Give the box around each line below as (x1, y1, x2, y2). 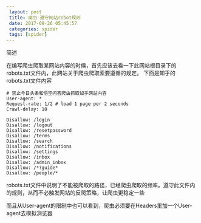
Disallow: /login (6, 117, 50, 123)
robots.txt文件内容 (6, 77, 52, 84)
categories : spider (9, 26, 59, 32)
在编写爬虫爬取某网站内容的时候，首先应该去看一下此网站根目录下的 (6, 62, 177, 69)
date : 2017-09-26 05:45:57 (9, 20, 78, 26)
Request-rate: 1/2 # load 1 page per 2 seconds (6, 101, 129, 107)
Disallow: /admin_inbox (6, 159, 67, 166)
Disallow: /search (6, 138, 53, 145)
